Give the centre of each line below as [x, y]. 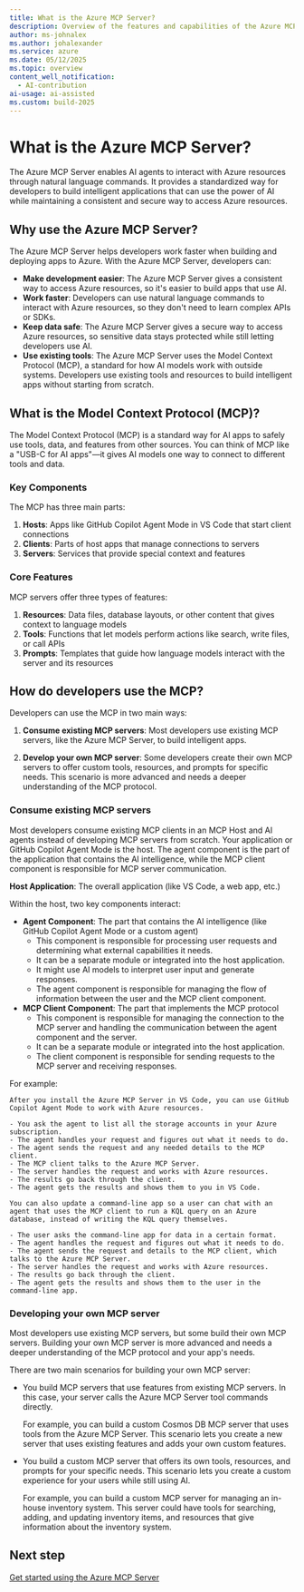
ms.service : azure [44, 52]
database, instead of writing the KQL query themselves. [119, 1219]
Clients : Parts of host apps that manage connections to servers [141, 544]
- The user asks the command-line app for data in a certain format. [143, 1235]
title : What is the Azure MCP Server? [82, 18]
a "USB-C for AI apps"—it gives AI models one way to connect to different [147, 454]
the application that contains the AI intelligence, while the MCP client [137, 859]
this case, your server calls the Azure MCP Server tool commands [145, 1397]
